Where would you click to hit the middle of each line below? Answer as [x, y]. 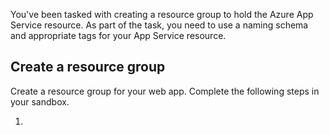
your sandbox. [40, 101]
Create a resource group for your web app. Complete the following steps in [165, 91]
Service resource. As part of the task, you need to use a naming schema [159, 25]
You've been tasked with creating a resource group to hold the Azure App [162, 14]
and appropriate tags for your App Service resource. [118, 35]
